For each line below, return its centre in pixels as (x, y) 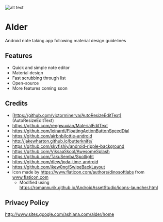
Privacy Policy (27, 202)
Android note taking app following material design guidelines (65, 40)
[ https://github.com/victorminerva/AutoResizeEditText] (67, 115)
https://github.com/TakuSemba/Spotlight (53, 156)
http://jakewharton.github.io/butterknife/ (52, 141)
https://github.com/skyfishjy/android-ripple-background (68, 146)
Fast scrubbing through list (39, 78)
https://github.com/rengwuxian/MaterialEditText (60, 125)
